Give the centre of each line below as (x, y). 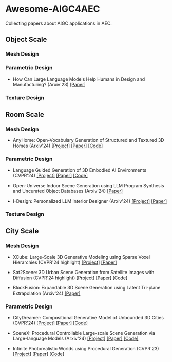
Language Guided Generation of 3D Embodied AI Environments (80, 170)
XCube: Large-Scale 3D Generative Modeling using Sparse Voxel (81, 257)
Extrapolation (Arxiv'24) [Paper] (46, 293)
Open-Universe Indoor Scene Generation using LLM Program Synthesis (88, 186)
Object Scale (26, 39)
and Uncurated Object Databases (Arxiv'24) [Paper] (68, 191)
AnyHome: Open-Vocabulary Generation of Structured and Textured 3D (88, 140)
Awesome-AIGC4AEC (53, 9)
